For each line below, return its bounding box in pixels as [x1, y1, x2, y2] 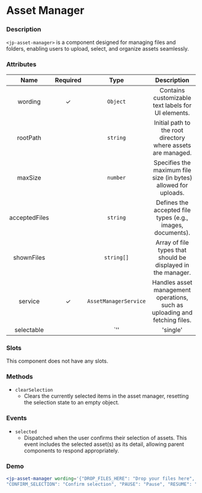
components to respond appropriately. [23, 447, 119, 454]
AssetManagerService [87, 298, 146, 304]
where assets [153, 141, 191, 149]
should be [158, 253, 186, 262]
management [153, 286, 191, 294]
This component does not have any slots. [6, 357, 108, 365]
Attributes [6, 60, 37, 69]
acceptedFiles [9, 213, 49, 222]
